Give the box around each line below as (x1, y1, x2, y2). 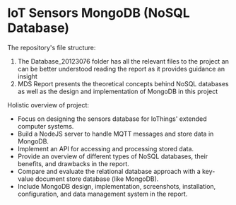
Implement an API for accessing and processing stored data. (17, 144, 194, 153)
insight (17, 72, 37, 81)
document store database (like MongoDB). (35, 175, 159, 183)
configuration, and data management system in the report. (17, 189, 188, 198)
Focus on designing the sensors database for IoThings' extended (17, 115, 207, 123)
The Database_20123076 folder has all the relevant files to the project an (17, 57, 230, 65)
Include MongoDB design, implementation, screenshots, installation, (17, 182, 216, 190)
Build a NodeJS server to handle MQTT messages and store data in (17, 129, 214, 138)
